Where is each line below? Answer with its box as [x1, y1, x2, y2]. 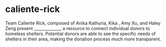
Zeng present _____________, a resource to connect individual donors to [5, 25, 150, 31]
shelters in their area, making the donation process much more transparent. [5, 36, 161, 42]
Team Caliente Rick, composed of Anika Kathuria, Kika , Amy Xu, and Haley [5, 20, 161, 26]
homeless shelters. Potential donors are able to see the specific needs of [5, 30, 156, 36]
